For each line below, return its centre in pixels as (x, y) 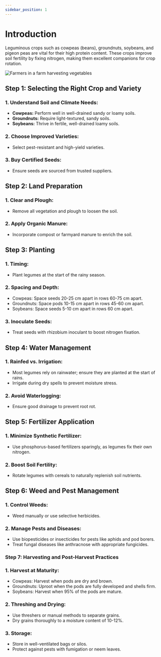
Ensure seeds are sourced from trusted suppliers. (62, 171)
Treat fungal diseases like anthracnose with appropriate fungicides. (80, 545)
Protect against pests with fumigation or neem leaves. (67, 649)
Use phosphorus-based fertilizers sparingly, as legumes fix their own (82, 447)
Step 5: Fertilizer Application (50, 422)
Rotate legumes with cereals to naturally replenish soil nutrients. (77, 476)
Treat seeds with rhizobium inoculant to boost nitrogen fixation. (76, 332)
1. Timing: (17, 264)
